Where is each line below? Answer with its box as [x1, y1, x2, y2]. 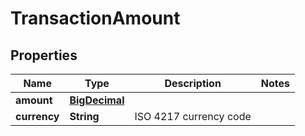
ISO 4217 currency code [134, 110, 252, 123]
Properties [10, 47, 78, 64]
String [69, 110, 100, 123]
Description [164, 77, 222, 90]
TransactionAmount [10, 7, 181, 30]
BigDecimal [69, 93, 125, 107]
